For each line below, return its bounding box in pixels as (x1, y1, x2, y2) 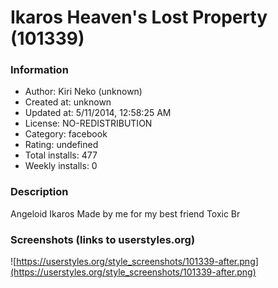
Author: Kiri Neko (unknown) (24, 86, 143, 98)
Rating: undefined (24, 139, 99, 151)
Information (10, 63, 69, 77)
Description (10, 185, 69, 199)
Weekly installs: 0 (24, 160, 98, 172)
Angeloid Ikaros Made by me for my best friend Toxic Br (10, 207, 241, 220)
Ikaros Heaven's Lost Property (10, 6, 268, 29)
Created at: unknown (24, 96, 112, 108)
